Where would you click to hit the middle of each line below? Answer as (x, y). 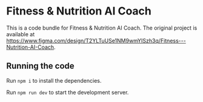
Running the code (40, 66)
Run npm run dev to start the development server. (68, 92)
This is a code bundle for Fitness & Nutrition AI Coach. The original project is (102, 28)
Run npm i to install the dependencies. (54, 80)
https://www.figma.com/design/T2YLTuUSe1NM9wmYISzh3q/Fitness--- (96, 40)
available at (21, 34)
